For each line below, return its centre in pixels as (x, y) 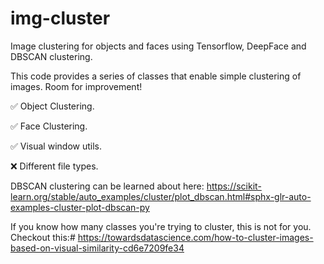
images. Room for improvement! (76, 86)
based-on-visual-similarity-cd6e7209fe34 (97, 248)
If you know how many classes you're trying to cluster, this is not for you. (161, 226)
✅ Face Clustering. (49, 126)
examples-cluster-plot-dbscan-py (80, 207)
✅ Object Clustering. (52, 106)
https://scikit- (234, 186)
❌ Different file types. (54, 166)
